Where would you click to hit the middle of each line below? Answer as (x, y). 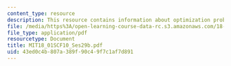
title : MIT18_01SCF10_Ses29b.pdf (55, 45)
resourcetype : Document (41, 39)
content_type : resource (41, 13)
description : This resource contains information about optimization (109, 20)
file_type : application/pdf (47, 33)
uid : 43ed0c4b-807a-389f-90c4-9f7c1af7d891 (70, 52)
